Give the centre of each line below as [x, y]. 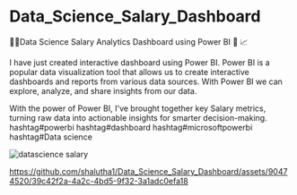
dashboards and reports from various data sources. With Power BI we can [146, 81]
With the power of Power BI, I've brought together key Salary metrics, [138, 108]
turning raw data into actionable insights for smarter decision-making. [138, 117]
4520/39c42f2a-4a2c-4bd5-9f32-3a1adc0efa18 [99, 181]
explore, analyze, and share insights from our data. [103, 90]
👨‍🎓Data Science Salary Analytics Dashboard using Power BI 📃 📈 [129, 41]
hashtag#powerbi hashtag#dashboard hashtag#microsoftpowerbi [131, 127]
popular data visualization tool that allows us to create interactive [129, 72]
